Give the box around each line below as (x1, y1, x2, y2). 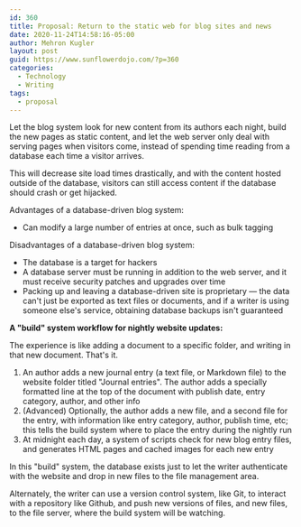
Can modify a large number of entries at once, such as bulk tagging (22, 222, 274, 233)
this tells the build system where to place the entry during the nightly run (22, 425, 293, 436)
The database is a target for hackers (22, 257, 158, 268)
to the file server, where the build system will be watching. (9, 507, 226, 519)
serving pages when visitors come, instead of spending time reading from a (9, 141, 290, 152)
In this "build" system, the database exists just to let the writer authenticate (9, 461, 288, 472)
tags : (9, 88, 30, 97)
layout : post (9, 47, 59, 56)
